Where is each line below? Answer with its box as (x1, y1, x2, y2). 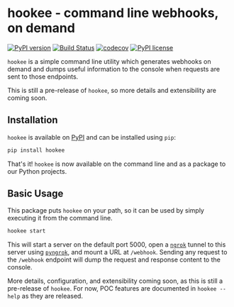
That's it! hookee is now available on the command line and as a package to (7, 160, 226, 168)
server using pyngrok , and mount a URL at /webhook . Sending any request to (7, 248, 228, 257)
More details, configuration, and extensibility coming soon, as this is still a (7, 277, 223, 285)
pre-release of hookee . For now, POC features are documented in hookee (7, 284, 217, 293)
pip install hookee (7, 147, 65, 154)
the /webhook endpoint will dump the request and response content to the (7, 255, 221, 264)
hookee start (7, 228, 46, 235)
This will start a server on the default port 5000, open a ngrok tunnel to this (7, 240, 226, 249)
